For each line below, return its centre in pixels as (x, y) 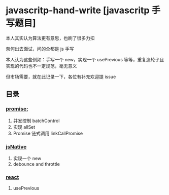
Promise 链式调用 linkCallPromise (48, 133)
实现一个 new (27, 158)
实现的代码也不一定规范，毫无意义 (41, 66)
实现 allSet (24, 127)
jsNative (16, 146)
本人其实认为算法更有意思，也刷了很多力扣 (50, 38)
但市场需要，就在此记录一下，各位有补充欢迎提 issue (61, 76)
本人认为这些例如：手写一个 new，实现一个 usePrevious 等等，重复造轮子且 (85, 59)
